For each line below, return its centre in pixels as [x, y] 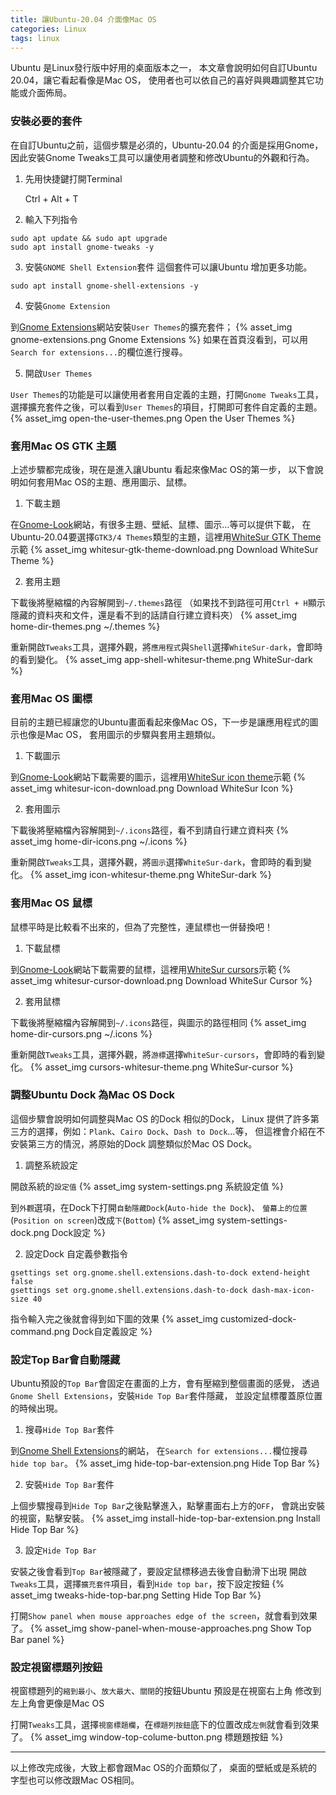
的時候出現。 [36, 1408]
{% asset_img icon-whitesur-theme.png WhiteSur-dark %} [150, 875]
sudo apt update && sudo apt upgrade [89, 238]
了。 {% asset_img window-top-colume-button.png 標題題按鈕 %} [147, 1737]
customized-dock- [258, 1318]
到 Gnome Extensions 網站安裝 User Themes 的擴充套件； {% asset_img [151, 327]
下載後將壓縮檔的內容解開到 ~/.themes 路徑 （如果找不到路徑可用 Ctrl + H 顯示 [168, 602]
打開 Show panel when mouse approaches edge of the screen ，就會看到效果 [164, 1616]
